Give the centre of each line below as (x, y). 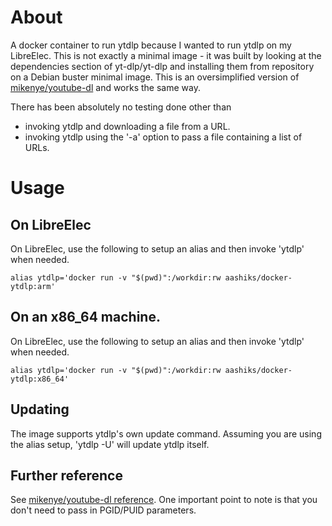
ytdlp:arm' (33, 286)
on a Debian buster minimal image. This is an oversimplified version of (155, 77)
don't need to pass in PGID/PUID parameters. (103, 510)
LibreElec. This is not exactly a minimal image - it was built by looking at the (166, 55)
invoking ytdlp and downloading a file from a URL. (127, 126)
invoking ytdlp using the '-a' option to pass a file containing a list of (163, 137)
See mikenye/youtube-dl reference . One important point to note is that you (164, 500)
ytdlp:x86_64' (40, 379)
